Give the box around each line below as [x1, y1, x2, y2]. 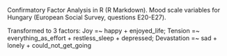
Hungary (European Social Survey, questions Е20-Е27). [7, 13, 166, 21]
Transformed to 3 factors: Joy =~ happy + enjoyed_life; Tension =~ [7, 27, 200, 35]
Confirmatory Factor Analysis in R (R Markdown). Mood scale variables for [7, 6, 221, 14]
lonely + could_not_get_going [7, 41, 92, 49]
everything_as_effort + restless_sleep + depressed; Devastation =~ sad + [7, 34, 218, 42]
